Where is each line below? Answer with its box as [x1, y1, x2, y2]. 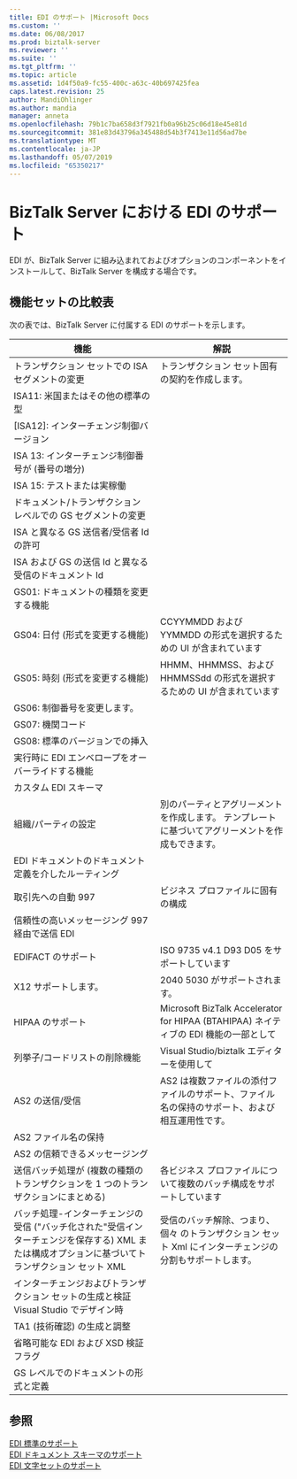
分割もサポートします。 [160, 1254, 257, 1267]
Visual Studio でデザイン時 [13, 1304, 124, 1316]
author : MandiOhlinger [9, 95, 93, 104]
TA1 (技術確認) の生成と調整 [13, 1321, 131, 1333]
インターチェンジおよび [13, 1277, 112, 1290]
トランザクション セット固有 [160, 360, 278, 373]
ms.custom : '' [9, 21, 62, 30]
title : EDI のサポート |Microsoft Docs [9, 12, 149, 22]
